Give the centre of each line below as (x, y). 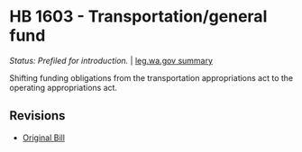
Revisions (37, 116)
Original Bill (44, 138)
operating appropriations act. (64, 87)
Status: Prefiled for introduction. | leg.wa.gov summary (111, 60)
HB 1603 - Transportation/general (138, 17)
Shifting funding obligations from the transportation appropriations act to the (151, 77)
